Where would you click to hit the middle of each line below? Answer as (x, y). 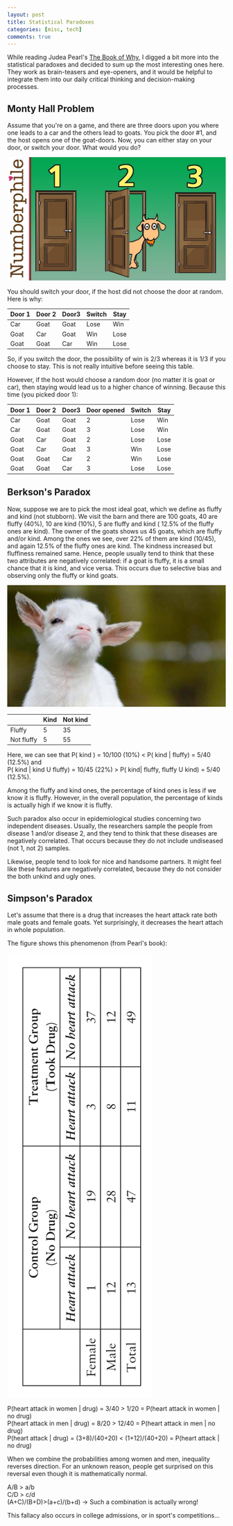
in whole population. (36, 930)
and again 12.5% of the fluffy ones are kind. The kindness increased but (110, 546)
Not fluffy (24, 739)
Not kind (75, 720)
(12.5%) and (24, 762)
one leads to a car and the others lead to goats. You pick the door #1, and (112, 133)
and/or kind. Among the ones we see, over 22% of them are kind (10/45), (112, 538)
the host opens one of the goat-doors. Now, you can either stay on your (110, 140)
